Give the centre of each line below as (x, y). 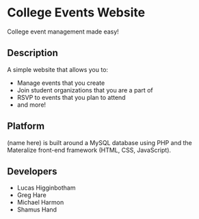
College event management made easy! (63, 31)
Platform (26, 126)
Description (32, 53)
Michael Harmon (40, 203)
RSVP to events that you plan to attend (71, 97)
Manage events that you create (61, 83)
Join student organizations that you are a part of (85, 90)
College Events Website (76, 13)
